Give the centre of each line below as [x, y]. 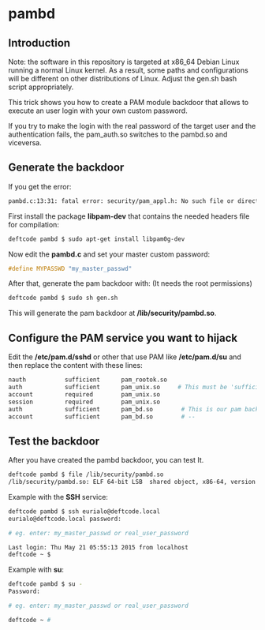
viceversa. [25, 142]
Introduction [39, 43]
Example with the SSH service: [58, 497]
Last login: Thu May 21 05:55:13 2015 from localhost [99, 547]
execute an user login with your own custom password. [98, 111]
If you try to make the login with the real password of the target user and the [132, 126]
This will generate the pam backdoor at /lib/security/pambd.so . [112, 313]
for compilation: [34, 224]
